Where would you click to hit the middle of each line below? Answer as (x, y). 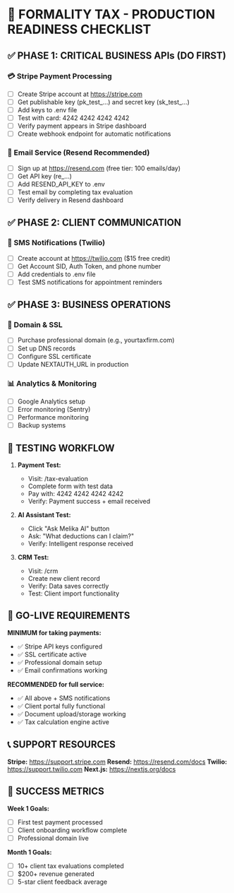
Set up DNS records (47, 348)
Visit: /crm (43, 571)
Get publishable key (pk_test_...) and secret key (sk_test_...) (104, 102)
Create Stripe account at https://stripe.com (80, 94)
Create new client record (64, 579)
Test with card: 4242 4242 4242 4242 (73, 118)
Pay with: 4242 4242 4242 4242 (76, 494)
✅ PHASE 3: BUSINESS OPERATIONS (89, 305)
